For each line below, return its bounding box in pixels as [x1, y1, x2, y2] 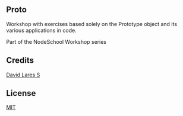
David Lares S [6, 71, 40, 78]
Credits [6, 56, 34, 66]
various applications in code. [6, 27, 77, 34]
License [6, 88, 36, 98]
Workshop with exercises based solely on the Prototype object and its [6, 20, 177, 27]
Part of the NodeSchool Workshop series [6, 38, 107, 45]
